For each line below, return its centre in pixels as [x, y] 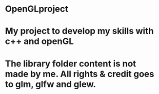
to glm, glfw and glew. [50, 84]
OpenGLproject [37, 9]
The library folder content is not [71, 63]
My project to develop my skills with [79, 31]
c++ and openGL [40, 41]
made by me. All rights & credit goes [80, 74]
